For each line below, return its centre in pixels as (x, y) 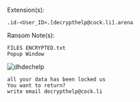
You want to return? (37, 85)
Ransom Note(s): (31, 35)
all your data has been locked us (57, 79)
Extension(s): (26, 10)
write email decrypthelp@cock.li (55, 92)
